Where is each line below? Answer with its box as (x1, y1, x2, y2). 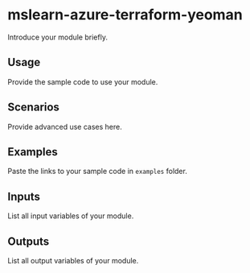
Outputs (7, 234, 50, 248)
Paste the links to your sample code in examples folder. (7, 167, 188, 176)
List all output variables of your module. (7, 256, 139, 265)
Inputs (7, 189, 41, 203)
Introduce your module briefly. (7, 32, 108, 42)
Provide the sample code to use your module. (7, 77, 158, 86)
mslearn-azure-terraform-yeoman (7, 6, 243, 24)
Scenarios (7, 101, 59, 114)
